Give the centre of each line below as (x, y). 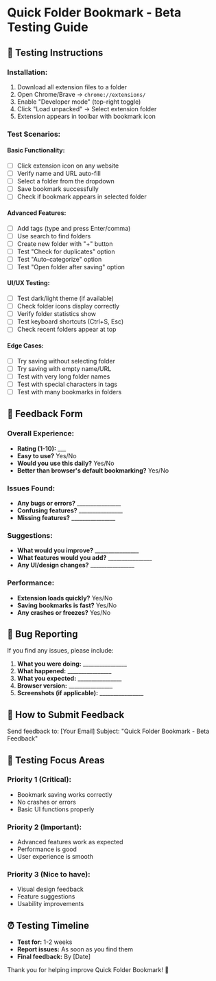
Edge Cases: (26, 346)
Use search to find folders (54, 236)
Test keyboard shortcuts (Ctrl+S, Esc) (70, 322)
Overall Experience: (40, 433)
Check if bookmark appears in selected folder (82, 196)
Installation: (27, 72)
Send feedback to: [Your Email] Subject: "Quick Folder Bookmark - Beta (108, 731)
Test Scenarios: (34, 134)
